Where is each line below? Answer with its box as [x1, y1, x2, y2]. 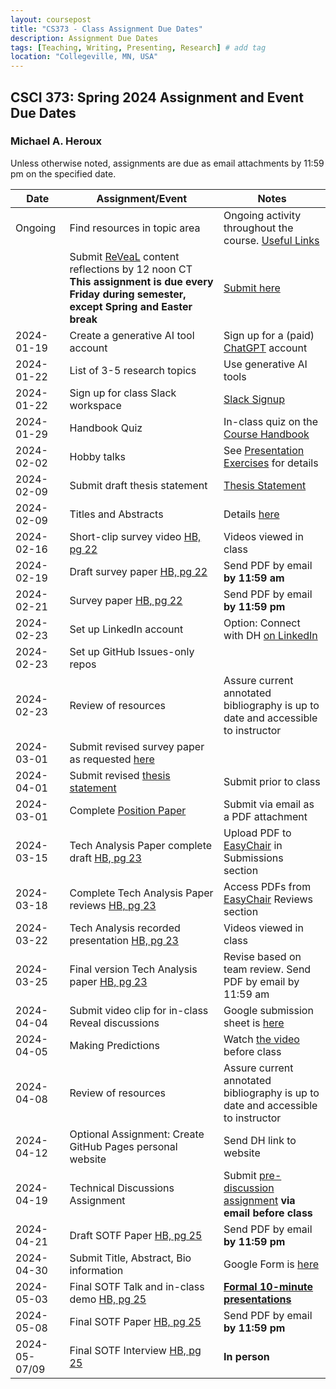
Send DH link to [223, 1133, 297, 1147]
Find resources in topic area [69, 221, 201, 235]
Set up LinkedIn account [69, 622, 184, 636]
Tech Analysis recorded [69, 921, 181, 935]
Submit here [223, 281, 281, 295]
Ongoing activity [223, 208, 302, 222]
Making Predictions [69, 1038, 160, 1052]
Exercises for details [223, 456, 319, 470]
